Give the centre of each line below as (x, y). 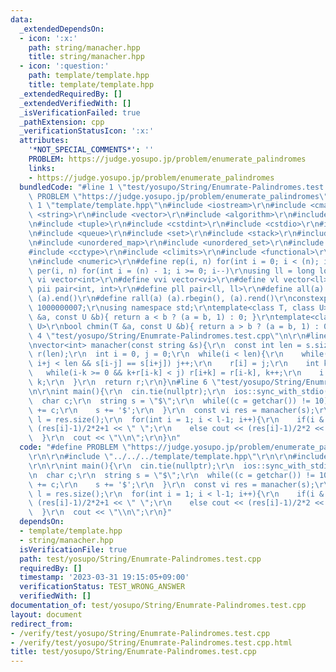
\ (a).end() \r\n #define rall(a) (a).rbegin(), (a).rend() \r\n (160, 299)
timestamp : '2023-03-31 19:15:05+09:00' (104, 577)
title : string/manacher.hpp (86, 57)
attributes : (44, 141)
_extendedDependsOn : (62, 29)
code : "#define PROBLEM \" (75, 447)
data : (21, 19)
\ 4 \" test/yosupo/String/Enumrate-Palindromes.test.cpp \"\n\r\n (167, 336)
